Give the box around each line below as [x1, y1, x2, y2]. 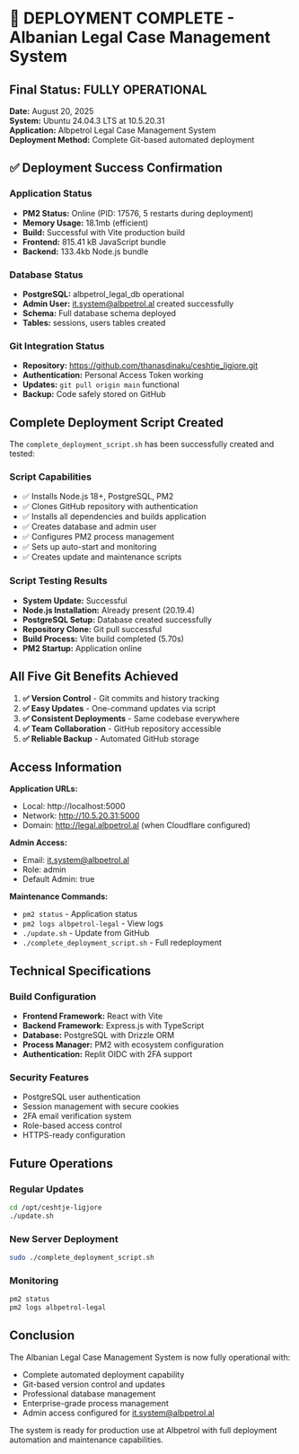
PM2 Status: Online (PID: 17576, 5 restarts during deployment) [22, 207, 254, 218]
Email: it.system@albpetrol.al [22, 855, 130, 866]
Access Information [9, 759, 123, 775]
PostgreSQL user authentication [22, 1091, 141, 1103]
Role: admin [22, 864, 66, 875]
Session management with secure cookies [22, 1101, 180, 1112]
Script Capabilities [9, 471, 92, 483]
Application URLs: [9, 783, 78, 794]
